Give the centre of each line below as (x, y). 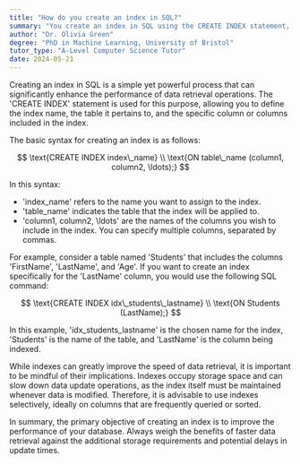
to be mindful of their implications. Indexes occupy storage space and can (146, 376)
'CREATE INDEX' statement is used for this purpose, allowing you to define (147, 103)
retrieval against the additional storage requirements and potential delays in (148, 441)
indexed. (26, 349)
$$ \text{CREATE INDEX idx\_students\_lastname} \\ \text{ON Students (150, 303)
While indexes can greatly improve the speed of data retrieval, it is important (150, 366)
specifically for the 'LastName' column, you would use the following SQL (143, 276)
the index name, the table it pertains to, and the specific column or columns (149, 113)
